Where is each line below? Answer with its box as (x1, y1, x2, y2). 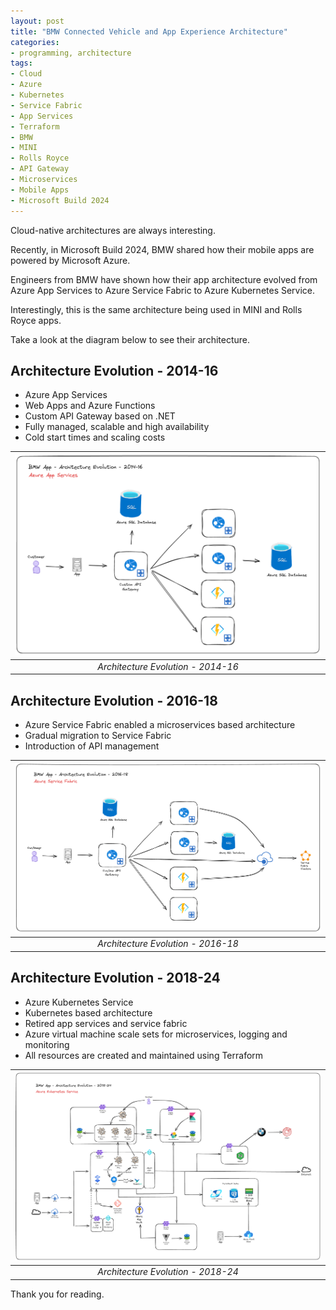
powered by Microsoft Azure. (10, 254, 131, 266)
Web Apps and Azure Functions (24, 400, 156, 412)
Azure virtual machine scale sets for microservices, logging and (24, 1028, 288, 1040)
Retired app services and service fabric (24, 1017, 188, 1029)
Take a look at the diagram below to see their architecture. (10, 333, 250, 345)
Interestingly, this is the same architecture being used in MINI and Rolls (10, 303, 303, 315)
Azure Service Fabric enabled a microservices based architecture (24, 718, 296, 730)
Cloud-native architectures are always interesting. (10, 224, 216, 236)
